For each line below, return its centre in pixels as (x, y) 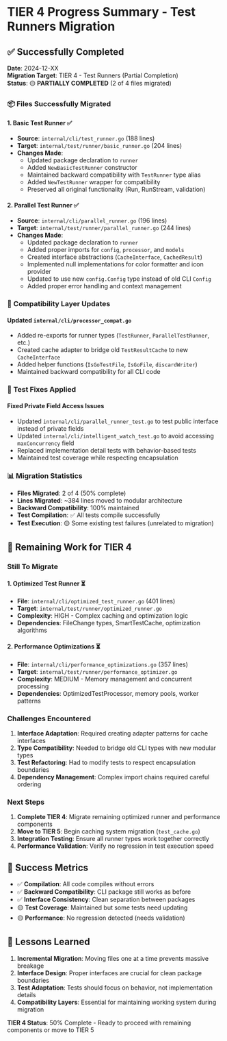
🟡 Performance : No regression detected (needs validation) (101, 918)
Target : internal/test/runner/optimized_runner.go (90, 609)
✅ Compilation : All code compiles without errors (85, 884)
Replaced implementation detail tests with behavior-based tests (107, 450)
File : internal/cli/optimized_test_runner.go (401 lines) (96, 601)
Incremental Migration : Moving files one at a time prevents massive (113, 958)
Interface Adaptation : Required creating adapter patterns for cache (112, 733)
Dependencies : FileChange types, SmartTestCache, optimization (108, 623)
